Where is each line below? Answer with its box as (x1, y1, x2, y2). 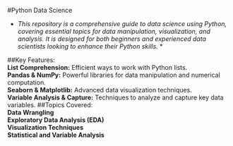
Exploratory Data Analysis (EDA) (7, 116, 104, 124)
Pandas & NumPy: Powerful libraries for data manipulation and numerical (7, 71, 220, 79)
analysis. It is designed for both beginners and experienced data (17, 35, 207, 43)
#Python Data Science (7, 6, 73, 14)
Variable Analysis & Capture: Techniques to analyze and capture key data (7, 93, 224, 102)
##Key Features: (7, 56, 55, 64)
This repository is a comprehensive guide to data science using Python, (17, 20, 227, 28)
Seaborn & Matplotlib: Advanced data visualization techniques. (7, 86, 192, 94)
